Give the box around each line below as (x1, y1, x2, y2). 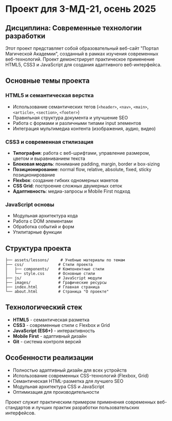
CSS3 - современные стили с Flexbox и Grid (12, 322, 110, 328)
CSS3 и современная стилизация (5, 138, 94, 145)
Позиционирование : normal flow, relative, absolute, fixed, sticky (12, 166, 151, 172)
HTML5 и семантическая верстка (5, 92, 94, 99)
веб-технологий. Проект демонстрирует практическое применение (5, 56, 155, 62)
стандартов (5, 404, 31, 410)
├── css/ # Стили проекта (5, 262, 93, 267)
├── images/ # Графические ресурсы (5, 280, 107, 285)
